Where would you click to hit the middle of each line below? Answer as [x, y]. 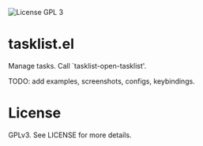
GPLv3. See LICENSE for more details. [70, 135]
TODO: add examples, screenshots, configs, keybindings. [101, 81]
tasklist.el [41, 44]
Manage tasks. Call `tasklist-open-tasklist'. [77, 66]
